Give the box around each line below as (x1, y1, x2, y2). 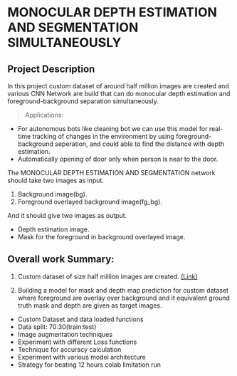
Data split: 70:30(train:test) (17, 322, 97, 331)
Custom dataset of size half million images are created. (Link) (17, 272, 198, 281)
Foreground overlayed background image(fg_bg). (17, 197, 162, 206)
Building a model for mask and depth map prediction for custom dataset (17, 286, 229, 294)
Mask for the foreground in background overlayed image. (17, 233, 186, 241)
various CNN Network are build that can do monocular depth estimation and (7, 90, 231, 98)
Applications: (24, 111, 64, 119)
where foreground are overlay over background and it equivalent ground (17, 293, 230, 302)
